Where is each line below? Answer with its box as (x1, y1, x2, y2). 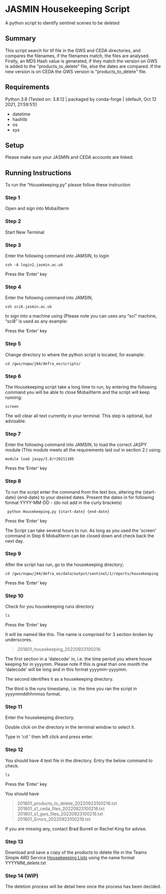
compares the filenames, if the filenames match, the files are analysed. (5, 53, 150, 59)
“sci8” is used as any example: (5, 319, 68, 324)
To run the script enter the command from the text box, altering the (5, 489, 142, 495)
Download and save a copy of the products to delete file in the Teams (5, 849, 147, 855)
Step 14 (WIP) (5, 872, 39, 879)
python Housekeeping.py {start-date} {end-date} (7, 509, 110, 514)
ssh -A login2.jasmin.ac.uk (5, 262, 63, 267)
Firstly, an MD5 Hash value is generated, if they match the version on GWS (5, 58, 158, 64)
